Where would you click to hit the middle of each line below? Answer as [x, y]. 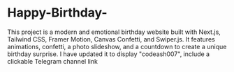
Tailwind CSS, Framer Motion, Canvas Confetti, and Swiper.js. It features [111, 39]
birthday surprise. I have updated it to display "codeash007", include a [109, 54]
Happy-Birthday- [57, 13]
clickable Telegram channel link [52, 61]
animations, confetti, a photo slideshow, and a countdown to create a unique [117, 46]
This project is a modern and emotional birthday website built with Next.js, [114, 32]
